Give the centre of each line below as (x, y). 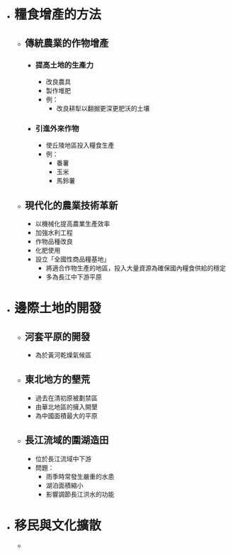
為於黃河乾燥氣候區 (63, 355)
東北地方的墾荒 (57, 379)
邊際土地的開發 (57, 308)
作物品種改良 (54, 241)
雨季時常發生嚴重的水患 (80, 476)
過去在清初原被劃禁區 (66, 397)
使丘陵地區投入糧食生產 (80, 145)
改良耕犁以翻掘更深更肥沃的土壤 (103, 108)
